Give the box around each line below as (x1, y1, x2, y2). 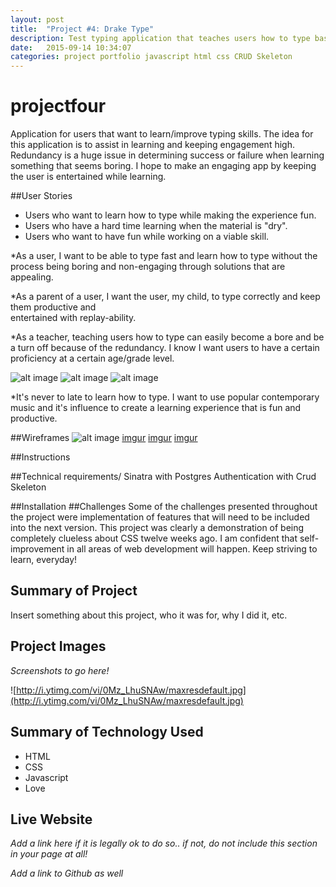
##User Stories (10, 190, 73, 202)
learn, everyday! (10, 554, 78, 566)
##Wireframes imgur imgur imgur (10, 432, 198, 444)
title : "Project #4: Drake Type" (10, 24, 155, 34)
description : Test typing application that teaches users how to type (10, 33, 311, 43)
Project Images (10, 638, 107, 655)
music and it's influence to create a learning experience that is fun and (10, 402, 302, 414)
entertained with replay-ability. (10, 312, 137, 324)
